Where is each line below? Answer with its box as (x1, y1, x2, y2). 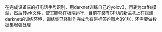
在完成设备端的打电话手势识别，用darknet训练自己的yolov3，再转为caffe (5, 4, 152, 10)
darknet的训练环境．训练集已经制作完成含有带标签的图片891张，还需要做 (5, 16, 153, 21)
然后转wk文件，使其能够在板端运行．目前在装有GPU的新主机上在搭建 (13, 10, 154, 16)
